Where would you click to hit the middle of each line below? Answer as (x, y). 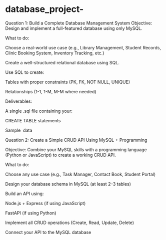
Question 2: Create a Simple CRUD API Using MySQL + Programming (76, 140)
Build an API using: (24, 194)
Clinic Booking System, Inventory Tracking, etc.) (55, 53)
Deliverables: (19, 101)
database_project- (44, 9)
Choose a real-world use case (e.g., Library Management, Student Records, (83, 47)
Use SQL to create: (25, 72)
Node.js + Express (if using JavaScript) (45, 203)
